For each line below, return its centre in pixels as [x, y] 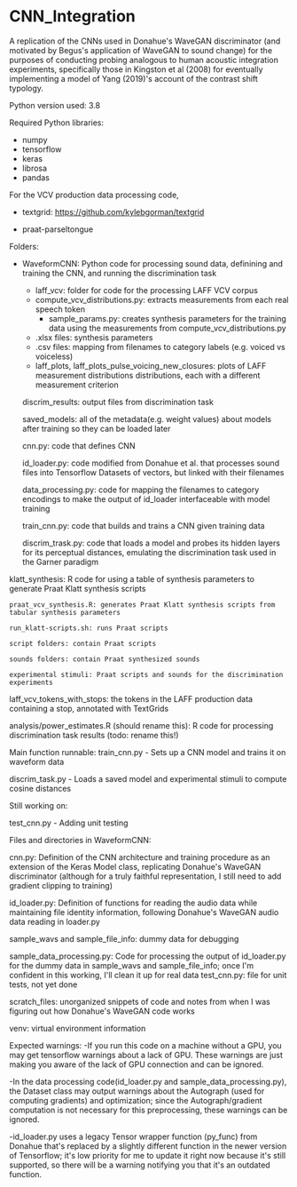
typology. [27, 88]
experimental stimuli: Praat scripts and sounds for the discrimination [146, 674]
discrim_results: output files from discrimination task [118, 402]
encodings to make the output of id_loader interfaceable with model [146, 498]
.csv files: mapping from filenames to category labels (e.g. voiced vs [160, 347]
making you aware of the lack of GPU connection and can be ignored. [137, 1064]
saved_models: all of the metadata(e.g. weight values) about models [147, 418]
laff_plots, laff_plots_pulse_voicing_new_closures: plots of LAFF [151, 365]
